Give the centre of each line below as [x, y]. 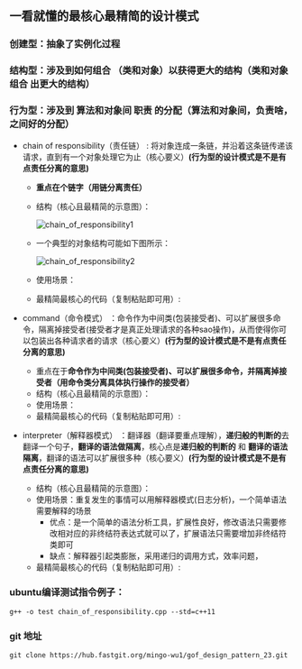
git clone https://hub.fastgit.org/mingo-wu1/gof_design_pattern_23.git [149, 655]
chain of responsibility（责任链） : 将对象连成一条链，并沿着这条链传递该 [158, 145]
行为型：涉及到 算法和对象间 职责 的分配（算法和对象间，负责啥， [151, 111]
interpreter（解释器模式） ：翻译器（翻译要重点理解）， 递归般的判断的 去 [156, 435]
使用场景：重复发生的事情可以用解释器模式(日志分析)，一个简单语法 [161, 499]
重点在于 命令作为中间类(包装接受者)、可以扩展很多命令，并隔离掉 [157, 371]
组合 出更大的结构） [52, 84]
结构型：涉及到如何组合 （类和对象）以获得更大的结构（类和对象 [149, 70]
